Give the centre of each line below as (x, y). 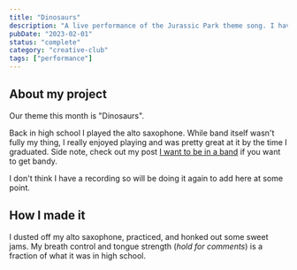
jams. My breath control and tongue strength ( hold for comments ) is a (136, 246)
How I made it (47, 216)
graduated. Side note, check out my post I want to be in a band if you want (145, 151)
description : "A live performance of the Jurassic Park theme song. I (142, 26)
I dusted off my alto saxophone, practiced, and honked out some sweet (139, 236)
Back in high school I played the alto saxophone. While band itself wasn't (142, 133)
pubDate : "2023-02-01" (51, 34)
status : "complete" (45, 42)
